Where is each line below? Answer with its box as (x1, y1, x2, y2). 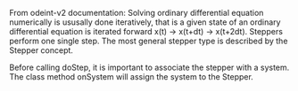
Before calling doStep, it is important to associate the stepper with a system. (9, 62, 290, 72)
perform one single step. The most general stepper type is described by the (9, 35, 288, 46)
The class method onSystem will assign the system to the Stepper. (9, 72, 254, 82)
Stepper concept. (9, 45, 74, 56)
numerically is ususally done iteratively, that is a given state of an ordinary (9, 17, 281, 27)
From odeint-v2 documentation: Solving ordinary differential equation (9, 8, 264, 18)
